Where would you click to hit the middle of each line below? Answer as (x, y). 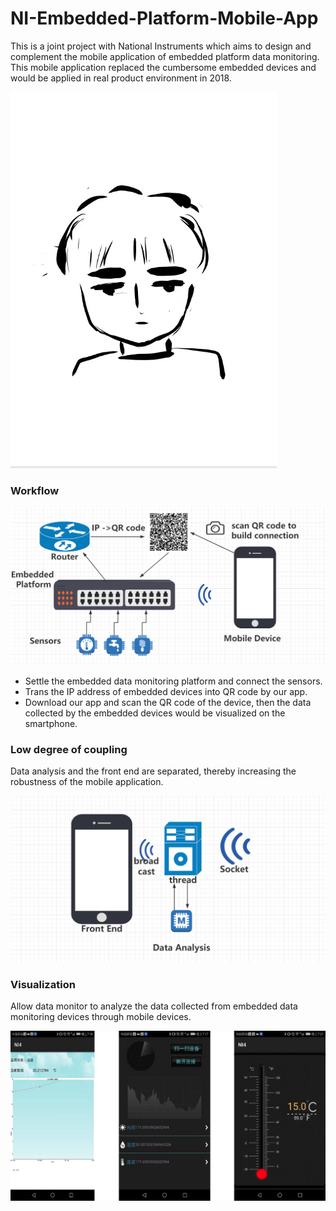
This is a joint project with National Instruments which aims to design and (161, 46)
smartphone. (51, 723)
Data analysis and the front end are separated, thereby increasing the (153, 771)
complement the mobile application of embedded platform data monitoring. (165, 56)
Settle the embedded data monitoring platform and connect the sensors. (173, 681)
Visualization (43, 984)
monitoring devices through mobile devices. (101, 1017)
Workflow (35, 490)
